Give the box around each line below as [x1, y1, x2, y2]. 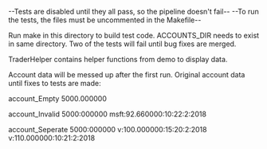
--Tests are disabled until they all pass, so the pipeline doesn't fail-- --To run [8, 7, 259, 16]
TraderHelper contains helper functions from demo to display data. [8, 55, 228, 64]
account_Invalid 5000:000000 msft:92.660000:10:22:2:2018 [8, 109, 207, 119]
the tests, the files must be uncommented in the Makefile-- [8, 15, 202, 25]
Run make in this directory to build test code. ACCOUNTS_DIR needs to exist [8, 31, 260, 40]
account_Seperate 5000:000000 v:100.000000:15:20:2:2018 [8, 125, 207, 134]
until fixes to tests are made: [8, 79, 101, 88]
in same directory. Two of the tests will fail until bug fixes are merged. [8, 39, 237, 49]
